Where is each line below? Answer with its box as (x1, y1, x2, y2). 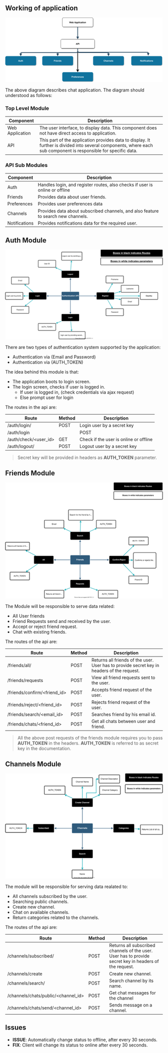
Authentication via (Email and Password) (12, 353, 96, 359)
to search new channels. (37, 213, 88, 219)
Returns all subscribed (109, 942, 155, 948)
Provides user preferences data (37, 201, 103, 207)
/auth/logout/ (7, 443, 34, 449)
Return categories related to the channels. (12, 914, 99, 920)
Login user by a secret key (79, 422, 134, 428)
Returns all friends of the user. (91, 657, 154, 663)
